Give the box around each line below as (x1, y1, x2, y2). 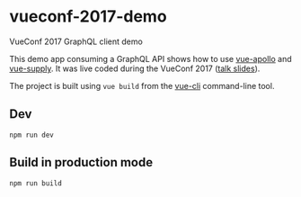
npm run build (9, 178, 63, 188)
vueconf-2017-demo (9, 6, 168, 27)
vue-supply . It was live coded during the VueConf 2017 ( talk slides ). (9, 63, 261, 74)
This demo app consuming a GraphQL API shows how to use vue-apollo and (9, 53, 292, 64)
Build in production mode (9, 155, 154, 170)
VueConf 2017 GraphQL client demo (9, 36, 144, 47)
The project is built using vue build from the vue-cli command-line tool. (9, 80, 275, 91)
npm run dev (9, 130, 54, 139)
